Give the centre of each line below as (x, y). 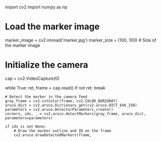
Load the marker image (52, 27)
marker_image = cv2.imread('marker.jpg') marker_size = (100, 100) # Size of (81, 40)
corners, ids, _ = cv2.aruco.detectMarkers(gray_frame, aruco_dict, (75, 114)
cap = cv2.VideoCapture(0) (32, 78)
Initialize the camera (47, 65)
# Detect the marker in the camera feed (46, 97)
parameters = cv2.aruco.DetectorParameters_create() (59, 109)
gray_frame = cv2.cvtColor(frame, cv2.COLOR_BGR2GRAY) (61, 101)
